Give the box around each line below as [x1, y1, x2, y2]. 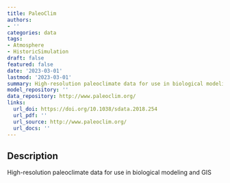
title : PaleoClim [7, 10, 57, 17]
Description [7, 150, 58, 162]
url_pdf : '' [13, 112, 48, 119]
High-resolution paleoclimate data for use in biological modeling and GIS [7, 169, 212, 177]
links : [7, 99, 26, 106]
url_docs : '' [13, 125, 51, 132]
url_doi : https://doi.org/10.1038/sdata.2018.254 [13, 106, 157, 112]
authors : [7, 16, 32, 23]
